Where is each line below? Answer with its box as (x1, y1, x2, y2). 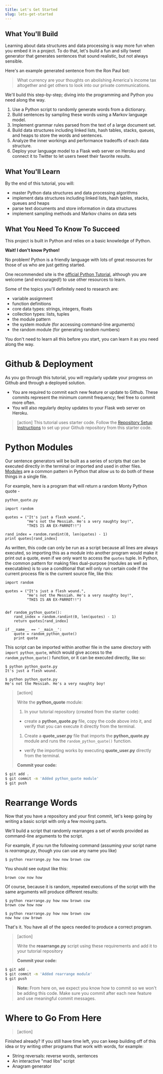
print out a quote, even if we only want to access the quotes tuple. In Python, (5, 555, 159, 561)
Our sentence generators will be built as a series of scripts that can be (5, 458, 146, 464)
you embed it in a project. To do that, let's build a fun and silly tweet (5, 48, 141, 54)
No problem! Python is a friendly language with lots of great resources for (5, 257, 153, 262)
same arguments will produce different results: (5, 889, 99, 895)
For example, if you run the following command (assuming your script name (5, 842, 157, 848)
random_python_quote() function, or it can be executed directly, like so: (5, 654, 146, 660)
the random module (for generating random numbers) (12, 326, 120, 332)
